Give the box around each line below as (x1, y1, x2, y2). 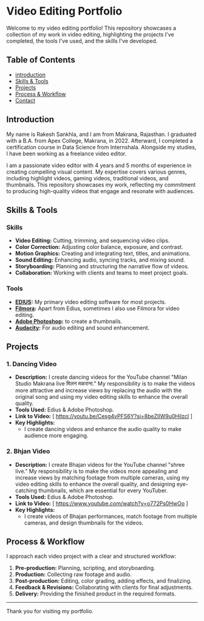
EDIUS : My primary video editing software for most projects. (15, 298, 167, 305)
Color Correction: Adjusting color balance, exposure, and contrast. (15, 243, 183, 251)
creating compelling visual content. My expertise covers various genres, (6, 168, 187, 175)
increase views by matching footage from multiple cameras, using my (15, 473, 189, 481)
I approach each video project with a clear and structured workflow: (6, 552, 177, 560)
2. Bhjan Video (6, 447, 50, 456)
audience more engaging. (24, 432, 89, 439)
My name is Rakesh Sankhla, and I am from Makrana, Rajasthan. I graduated (6, 131, 197, 138)
